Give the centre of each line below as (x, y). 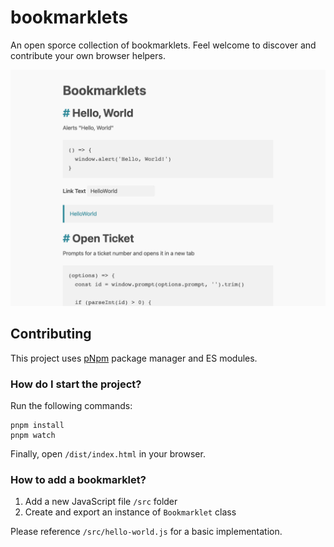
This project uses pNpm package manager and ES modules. (134, 358)
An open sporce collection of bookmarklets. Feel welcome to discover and (163, 45)
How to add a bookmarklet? (78, 479)
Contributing (51, 334)
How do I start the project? (76, 384)
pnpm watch (33, 436)
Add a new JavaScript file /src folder (101, 502)
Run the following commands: (71, 406)
